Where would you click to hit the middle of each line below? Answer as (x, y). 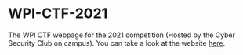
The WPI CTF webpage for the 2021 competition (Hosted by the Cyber (121, 35)
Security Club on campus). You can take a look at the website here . (117, 43)
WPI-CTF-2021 (58, 14)
